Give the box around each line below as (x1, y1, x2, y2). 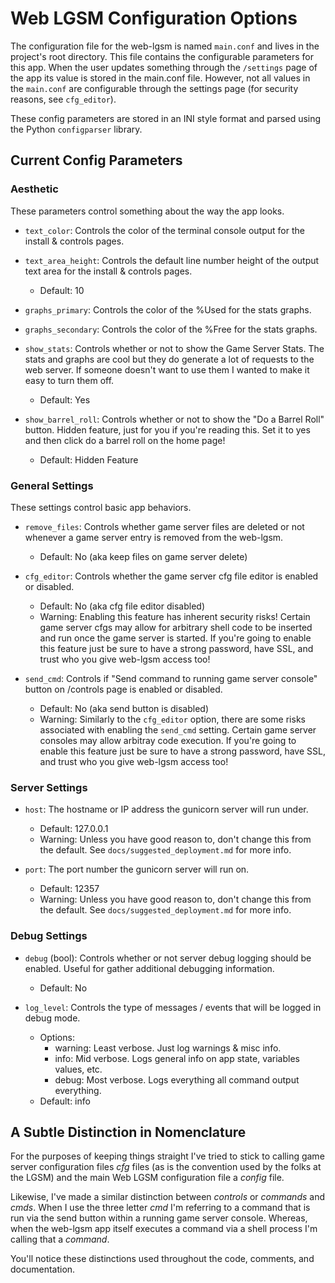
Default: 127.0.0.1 (39, 823, 109, 835)
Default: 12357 (39, 883, 100, 895)
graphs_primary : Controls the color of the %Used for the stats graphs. (24, 303, 312, 316)
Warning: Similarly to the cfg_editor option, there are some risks (39, 713, 306, 725)
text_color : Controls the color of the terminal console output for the (24, 224, 305, 236)
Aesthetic (10, 182, 59, 196)
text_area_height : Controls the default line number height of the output (24, 254, 320, 266)
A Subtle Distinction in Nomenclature (10, 1123, 247, 1141)
